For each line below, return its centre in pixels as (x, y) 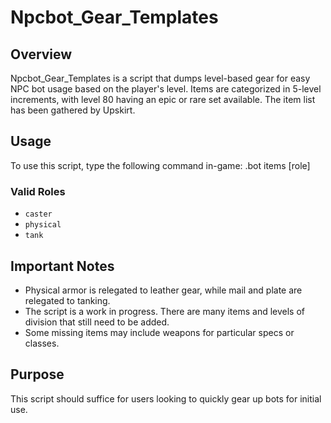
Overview (41, 54)
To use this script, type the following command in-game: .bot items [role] (160, 165)
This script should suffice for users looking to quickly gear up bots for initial (166, 398)
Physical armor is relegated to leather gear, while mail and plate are (163, 290)
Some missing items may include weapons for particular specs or (159, 332)
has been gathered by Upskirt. (73, 110)
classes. (42, 343)
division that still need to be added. (97, 322)
